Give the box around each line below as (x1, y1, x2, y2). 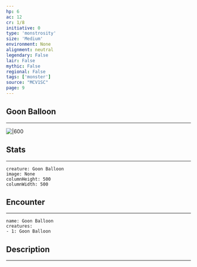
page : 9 (6, 85, 25, 91)
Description (6, 244, 50, 254)
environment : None (6, 42, 51, 48)
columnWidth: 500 (6, 181, 49, 187)
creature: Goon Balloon (6, 165, 64, 172)
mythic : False (6, 63, 41, 69)
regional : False (6, 69, 46, 75)
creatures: (6, 224, 33, 229)
